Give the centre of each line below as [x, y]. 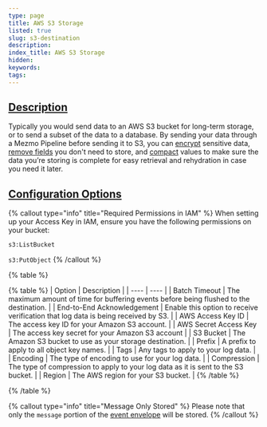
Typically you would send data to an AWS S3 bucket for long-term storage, [131, 127]
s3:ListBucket [32, 245]
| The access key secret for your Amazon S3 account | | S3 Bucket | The [127, 333]
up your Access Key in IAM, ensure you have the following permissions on [130, 222]
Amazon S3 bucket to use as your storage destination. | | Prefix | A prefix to [132, 342]
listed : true [30, 30]
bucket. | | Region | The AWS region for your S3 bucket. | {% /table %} [124, 375]
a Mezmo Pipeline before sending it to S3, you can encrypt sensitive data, [130, 144]
